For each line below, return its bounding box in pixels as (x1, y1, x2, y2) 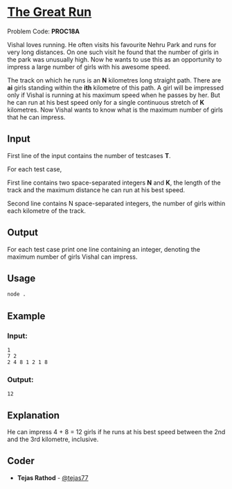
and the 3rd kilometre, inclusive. (7, 435, 99, 444)
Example (7, 310, 46, 322)
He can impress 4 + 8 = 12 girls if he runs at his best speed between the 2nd (7, 428, 226, 436)
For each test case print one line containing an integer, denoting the (7, 245, 201, 253)
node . (7, 291, 26, 298)
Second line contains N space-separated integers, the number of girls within (7, 199, 226, 207)
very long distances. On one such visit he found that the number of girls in (7, 48, 220, 56)
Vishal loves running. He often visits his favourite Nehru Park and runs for (7, 40, 217, 49)
